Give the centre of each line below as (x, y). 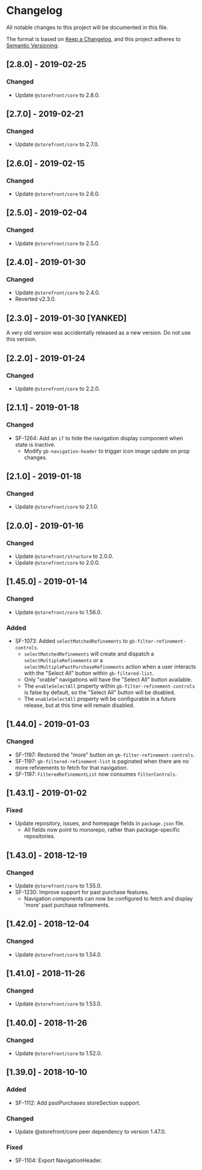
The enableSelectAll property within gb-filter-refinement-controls (109, 686)
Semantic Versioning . (33, 45)
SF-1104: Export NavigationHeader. (58, 1160)
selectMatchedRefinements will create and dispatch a (89, 654)
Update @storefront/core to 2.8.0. (57, 95)
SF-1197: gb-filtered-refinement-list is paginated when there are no (102, 761)
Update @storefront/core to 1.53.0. (58, 1004)
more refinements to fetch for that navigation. (71, 767)
